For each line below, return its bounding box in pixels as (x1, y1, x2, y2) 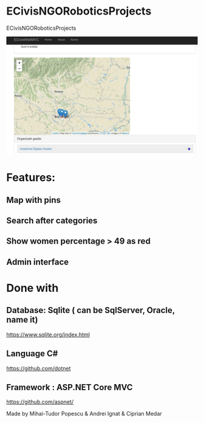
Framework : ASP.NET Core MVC (6, 382, 133, 393)
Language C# (6, 348, 58, 359)
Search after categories (6, 215, 98, 225)
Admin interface (6, 256, 69, 267)
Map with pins (6, 194, 61, 205)
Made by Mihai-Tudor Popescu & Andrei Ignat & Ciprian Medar (6, 410, 162, 418)
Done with (6, 281, 59, 295)
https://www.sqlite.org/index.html (6, 331, 90, 338)
